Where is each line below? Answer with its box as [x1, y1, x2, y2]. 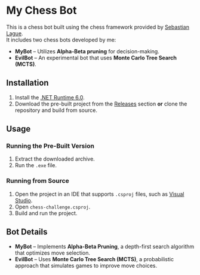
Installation [6, 78, 49, 88]
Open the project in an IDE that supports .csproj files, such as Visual [14, 190, 184, 198]
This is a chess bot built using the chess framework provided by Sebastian [6, 23, 190, 31]
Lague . [6, 29, 23, 37]
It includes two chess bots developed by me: [6, 36, 116, 43]
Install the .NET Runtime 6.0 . [14, 93, 85, 101]
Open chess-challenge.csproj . [14, 203, 91, 210]
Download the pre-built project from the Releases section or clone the [14, 100, 187, 107]
